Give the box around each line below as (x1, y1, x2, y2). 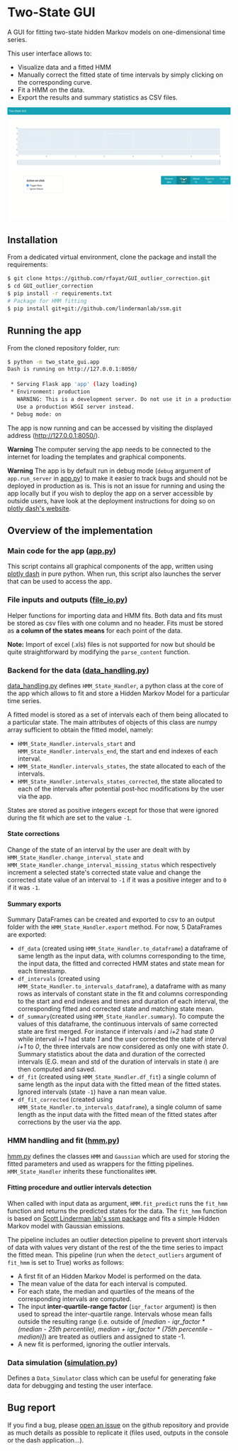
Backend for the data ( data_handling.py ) (7, 665, 149, 675)
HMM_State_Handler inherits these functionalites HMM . (7, 1167, 157, 1175)
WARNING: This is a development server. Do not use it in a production (16, 395, 233, 402)
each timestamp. (17, 967, 67, 975)
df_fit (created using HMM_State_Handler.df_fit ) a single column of (17, 1073, 217, 1081)
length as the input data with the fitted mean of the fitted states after (17, 1110, 217, 1119)
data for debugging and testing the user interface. (7, 1381, 154, 1390)
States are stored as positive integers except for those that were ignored (7, 805, 219, 814)
